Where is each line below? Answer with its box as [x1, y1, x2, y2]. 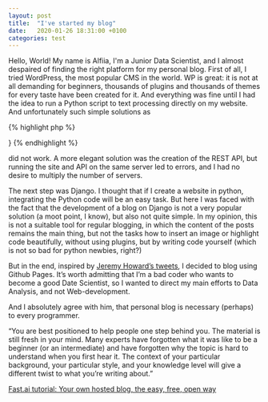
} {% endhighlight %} [8, 138, 78, 148]
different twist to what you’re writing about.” [8, 369, 154, 379]
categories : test [8, 34, 66, 42]
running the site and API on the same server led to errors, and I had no [8, 162, 240, 172]
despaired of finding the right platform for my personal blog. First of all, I [8, 65, 247, 74]
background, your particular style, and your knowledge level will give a [8, 360, 242, 370]
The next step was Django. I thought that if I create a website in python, [8, 186, 244, 196]
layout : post [8, 11, 52, 20]
